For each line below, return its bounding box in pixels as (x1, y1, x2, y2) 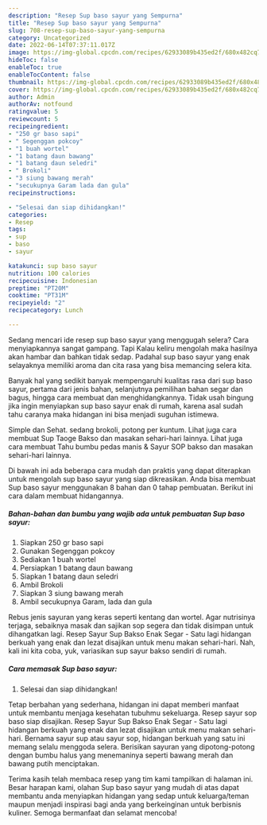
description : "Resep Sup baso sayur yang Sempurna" (8, 11, 183, 20)
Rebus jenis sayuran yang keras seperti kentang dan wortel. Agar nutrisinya (8, 612, 256, 622)
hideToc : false (8, 56, 59, 64)
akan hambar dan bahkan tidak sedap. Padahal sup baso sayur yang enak (8, 351, 250, 362)
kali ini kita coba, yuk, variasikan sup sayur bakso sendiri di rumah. (8, 645, 227, 656)
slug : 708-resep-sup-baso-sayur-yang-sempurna (8, 26, 165, 34)
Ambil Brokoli (19, 579, 64, 589)
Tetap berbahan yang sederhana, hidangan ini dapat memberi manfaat (8, 699, 240, 709)
